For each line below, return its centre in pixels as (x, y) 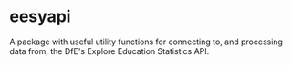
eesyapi (40, 17)
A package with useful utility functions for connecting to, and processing (146, 42)
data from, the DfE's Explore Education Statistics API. (109, 51)
